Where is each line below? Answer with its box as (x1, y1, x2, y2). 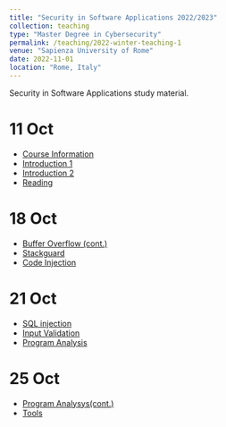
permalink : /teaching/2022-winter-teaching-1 (9, 38, 181, 47)
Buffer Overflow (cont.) (21, 238, 108, 249)
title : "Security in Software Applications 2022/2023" (9, 13, 218, 22)
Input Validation (21, 328, 80, 338)
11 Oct (9, 119, 54, 140)
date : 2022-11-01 (9, 55, 74, 64)
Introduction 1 (21, 158, 73, 168)
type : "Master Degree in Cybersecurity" (9, 30, 163, 38)
